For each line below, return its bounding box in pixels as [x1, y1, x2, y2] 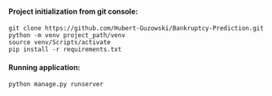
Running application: [8, 62, 81, 72]
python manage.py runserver [8, 81, 104, 89]
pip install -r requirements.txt [8, 45, 122, 54]
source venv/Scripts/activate [8, 39, 112, 47]
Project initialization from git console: [8, 6, 138, 16]
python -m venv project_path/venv [8, 31, 126, 40]
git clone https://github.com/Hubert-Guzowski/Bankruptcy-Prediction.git [8, 24, 265, 32]
